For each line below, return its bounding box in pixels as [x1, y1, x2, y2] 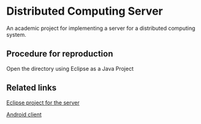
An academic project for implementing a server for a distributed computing [6, 24, 195, 32]
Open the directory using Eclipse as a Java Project [6, 65, 134, 72]
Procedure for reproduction [6, 49, 113, 59]
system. [6, 31, 26, 38]
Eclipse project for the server [6, 99, 80, 106]
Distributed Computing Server [6, 4, 164, 18]
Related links [6, 82, 57, 93]
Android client [6, 111, 42, 118]
